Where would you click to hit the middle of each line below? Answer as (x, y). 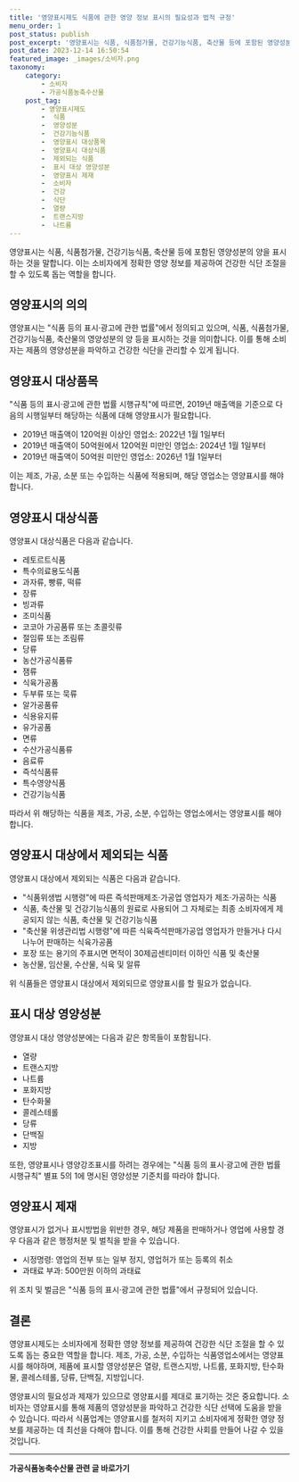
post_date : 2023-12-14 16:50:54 (69, 51)
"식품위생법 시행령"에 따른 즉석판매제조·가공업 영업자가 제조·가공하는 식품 (149, 897)
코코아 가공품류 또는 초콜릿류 (72, 627)
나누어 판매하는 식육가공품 (68, 942)
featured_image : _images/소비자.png (74, 59)
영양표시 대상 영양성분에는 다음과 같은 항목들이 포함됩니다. (110, 1037)
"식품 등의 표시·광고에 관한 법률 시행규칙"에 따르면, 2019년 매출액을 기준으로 (141, 404)
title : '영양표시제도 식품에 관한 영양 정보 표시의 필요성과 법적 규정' (122, 17)
